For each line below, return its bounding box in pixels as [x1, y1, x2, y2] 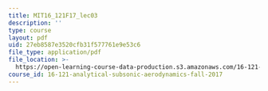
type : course [8, 26, 52, 34]
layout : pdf [8, 33, 48, 42]
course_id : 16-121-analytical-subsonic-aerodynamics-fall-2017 [8, 70, 223, 78]
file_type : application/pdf [8, 48, 102, 56]
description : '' [8, 19, 62, 27]
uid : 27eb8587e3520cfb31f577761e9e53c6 [8, 41, 141, 49]
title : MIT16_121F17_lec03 [8, 11, 98, 20]
